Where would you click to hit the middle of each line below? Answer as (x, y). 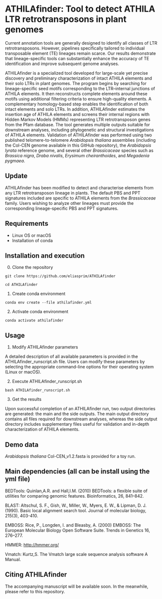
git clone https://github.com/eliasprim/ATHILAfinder (60, 276)
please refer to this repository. (35, 591)
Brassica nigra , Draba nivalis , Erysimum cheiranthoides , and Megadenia (77, 155)
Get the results (27, 399)
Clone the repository (32, 267)
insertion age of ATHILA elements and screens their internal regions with (77, 114)
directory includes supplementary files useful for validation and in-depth (77, 424)
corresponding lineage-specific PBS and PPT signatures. (62, 208)
